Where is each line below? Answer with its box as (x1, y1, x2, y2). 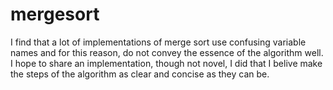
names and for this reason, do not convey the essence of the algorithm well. (10, 46, 324, 58)
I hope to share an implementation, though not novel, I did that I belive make (10, 57, 323, 69)
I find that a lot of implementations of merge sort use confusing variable (10, 36, 307, 48)
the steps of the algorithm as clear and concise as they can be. (10, 68, 270, 80)
